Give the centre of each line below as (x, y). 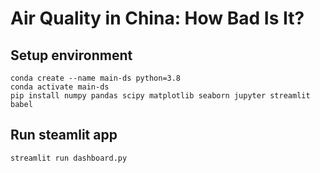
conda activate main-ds (60, 87)
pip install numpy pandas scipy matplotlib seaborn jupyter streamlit (160, 96)
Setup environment (71, 55)
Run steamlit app (64, 135)
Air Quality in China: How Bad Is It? (157, 18)
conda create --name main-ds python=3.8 (96, 78)
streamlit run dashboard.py (69, 158)
